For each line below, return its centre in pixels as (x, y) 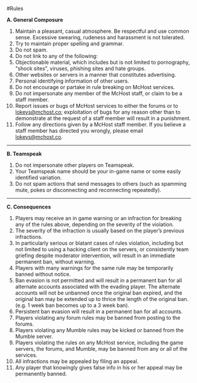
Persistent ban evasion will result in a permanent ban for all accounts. (99, 312)
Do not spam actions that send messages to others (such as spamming (101, 184)
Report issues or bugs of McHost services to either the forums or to (96, 106)
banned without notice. (43, 274)
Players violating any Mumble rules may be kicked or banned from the (99, 330)
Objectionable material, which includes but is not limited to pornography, (103, 62)
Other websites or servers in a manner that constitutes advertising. (96, 75)
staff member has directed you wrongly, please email (79, 131)
